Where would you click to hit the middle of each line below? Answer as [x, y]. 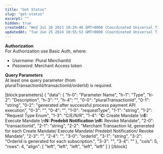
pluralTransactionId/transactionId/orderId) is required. [59, 85]
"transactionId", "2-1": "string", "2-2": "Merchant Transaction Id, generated [80, 126]
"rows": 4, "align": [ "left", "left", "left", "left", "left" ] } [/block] [66, 146]
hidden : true [18, 23]
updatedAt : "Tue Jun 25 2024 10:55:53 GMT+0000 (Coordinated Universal [79, 32]
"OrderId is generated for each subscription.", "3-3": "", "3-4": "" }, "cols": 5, [81, 141]
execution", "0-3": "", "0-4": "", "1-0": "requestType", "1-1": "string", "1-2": [79, 110]
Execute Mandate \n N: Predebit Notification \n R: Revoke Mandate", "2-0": [80, 120]
